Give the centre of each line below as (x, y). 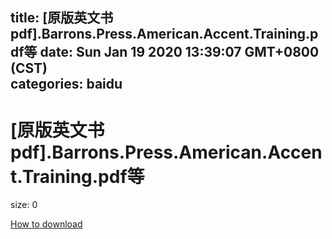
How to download (46, 224)
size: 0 (24, 205)
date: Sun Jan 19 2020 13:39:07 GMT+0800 (179, 52)
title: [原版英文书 (62, 18)
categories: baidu (66, 84)
